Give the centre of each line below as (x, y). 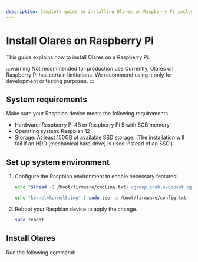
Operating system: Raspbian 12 (52, 131)
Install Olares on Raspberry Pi (80, 40)
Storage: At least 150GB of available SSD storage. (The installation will (99, 137)
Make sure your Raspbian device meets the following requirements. (88, 114)
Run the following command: (41, 252)
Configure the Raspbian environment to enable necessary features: (96, 177)
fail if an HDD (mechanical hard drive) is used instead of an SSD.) (94, 144)
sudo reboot (29, 220)
